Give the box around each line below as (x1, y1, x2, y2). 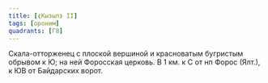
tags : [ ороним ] (8, 19, 60, 27)
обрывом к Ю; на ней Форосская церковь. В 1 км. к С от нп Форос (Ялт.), (8, 57, 261, 67)
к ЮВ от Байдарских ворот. (8, 66, 104, 76)
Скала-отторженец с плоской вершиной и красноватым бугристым (8, 49, 244, 59)
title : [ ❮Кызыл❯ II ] (8, 11, 79, 20)
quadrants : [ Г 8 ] (8, 27, 63, 35)
